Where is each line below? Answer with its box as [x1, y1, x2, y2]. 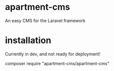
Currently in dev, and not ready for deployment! [5, 51, 101, 57]
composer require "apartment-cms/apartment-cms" [5, 60, 110, 66]
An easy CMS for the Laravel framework [5, 18, 86, 24]
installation [5, 35, 52, 46]
